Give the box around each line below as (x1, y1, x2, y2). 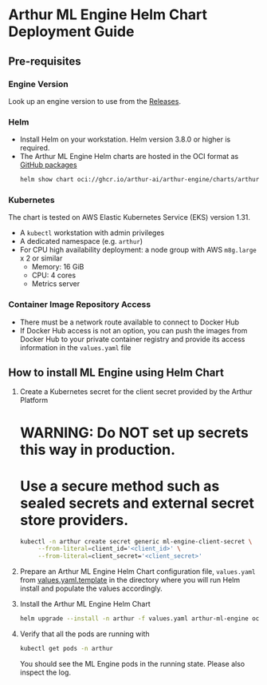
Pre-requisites (8, 54, 81, 68)
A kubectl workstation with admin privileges (19, 228, 165, 237)
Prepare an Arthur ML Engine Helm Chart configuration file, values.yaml (19, 567, 256, 576)
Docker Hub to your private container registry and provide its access (19, 334, 245, 344)
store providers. (19, 511, 129, 529)
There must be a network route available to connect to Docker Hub (19, 317, 240, 327)
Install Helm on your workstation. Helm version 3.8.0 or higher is (19, 134, 231, 145)
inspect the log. (19, 667, 72, 677)
